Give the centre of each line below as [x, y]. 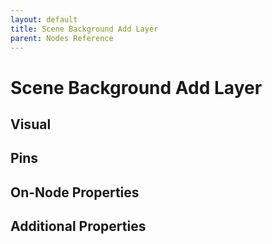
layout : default [44, 19]
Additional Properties [78, 226]
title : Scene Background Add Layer [84, 29]
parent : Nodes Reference [62, 38]
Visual [31, 124]
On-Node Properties [75, 192]
